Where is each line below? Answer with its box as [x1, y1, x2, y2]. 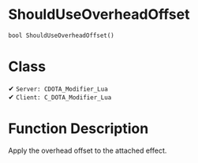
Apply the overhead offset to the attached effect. [8, 146, 167, 155]
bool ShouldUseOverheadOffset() [8, 31, 114, 39]
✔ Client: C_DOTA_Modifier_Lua [8, 92, 112, 102]
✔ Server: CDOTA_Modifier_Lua [8, 83, 108, 93]
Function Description [8, 120, 149, 138]
